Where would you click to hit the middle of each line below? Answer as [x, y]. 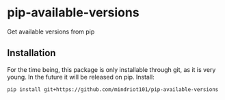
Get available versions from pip [51, 32]
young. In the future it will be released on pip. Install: [81, 77]
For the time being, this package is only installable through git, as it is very [111, 69]
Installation [31, 53]
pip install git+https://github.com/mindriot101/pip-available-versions [113, 89]
